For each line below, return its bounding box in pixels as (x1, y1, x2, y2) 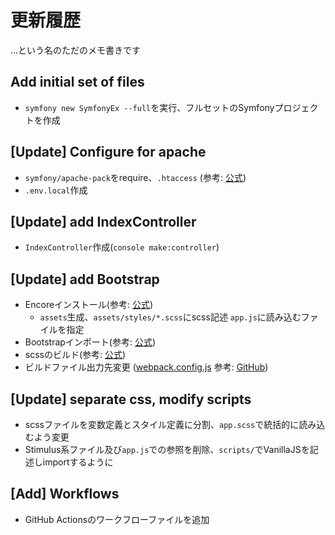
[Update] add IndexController (10, 213, 197, 230)
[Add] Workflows (10, 486, 120, 503)
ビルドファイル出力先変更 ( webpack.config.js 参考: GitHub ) (24, 361, 269, 373)
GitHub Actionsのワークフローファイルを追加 (24, 513, 210, 525)
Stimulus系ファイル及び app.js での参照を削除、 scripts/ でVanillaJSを (24, 444, 310, 455)
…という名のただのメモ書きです (10, 44, 142, 56)
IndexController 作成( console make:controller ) (24, 241, 220, 253)
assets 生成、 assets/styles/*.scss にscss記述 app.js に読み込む (39, 311, 302, 323)
